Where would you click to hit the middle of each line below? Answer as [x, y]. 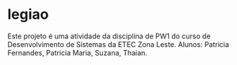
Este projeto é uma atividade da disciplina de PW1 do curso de [109, 36]
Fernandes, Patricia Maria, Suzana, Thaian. [78, 52]
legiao [28, 14]
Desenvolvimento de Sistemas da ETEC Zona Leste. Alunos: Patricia [118, 44]
